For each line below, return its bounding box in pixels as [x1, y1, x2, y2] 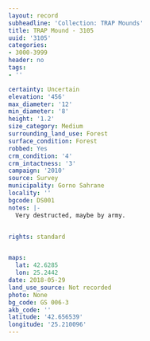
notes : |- [8, 204, 41, 212]
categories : [8, 41, 48, 49]
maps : [8, 254, 26, 262]
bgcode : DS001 [8, 196, 56, 204]
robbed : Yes [8, 144, 48, 152]
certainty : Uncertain [8, 85, 80, 93]
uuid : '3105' [8, 33, 52, 42]
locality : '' [8, 189, 52, 197]
